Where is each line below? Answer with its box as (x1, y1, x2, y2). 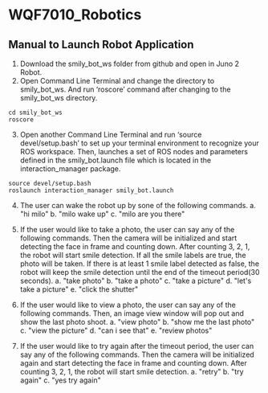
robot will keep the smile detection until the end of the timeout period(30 (19, 268, 260, 276)
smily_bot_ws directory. (19, 93, 98, 102)
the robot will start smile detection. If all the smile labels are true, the (19, 251, 246, 260)
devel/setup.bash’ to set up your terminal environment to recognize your (19, 138, 259, 148)
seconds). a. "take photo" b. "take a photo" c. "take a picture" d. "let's (19, 276, 252, 285)
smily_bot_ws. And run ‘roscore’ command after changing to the (19, 84, 231, 94)
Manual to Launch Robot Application (8, 38, 194, 51)
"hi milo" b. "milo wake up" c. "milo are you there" (19, 209, 185, 219)
